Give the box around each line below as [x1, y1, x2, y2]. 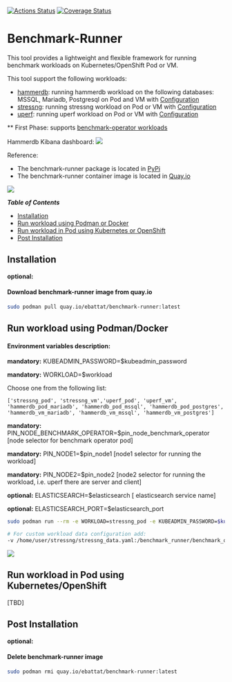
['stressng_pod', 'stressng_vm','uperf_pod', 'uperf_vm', [7, 397, 177, 404]
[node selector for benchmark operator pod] [7, 436, 133, 445]
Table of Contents [7, 198, 60, 206]
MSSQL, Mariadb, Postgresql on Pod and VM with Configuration [17, 95, 200, 103]
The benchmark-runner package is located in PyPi [17, 164, 161, 172]
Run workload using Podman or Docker [17, 219, 129, 227]
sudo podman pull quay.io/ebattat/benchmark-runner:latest [7, 303, 181, 310]
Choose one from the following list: [7, 384, 107, 393]
